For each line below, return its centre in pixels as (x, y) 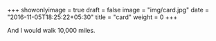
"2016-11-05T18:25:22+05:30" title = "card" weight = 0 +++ (92, 17)
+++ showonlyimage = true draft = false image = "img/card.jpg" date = (108, 10)
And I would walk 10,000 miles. (51, 30)
